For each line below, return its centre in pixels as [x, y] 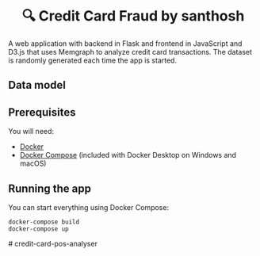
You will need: [31, 132]
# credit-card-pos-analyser [53, 243]
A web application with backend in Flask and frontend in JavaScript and [125, 43]
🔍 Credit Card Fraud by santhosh [133, 16]
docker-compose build [44, 222]
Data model [37, 85]
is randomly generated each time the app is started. [92, 60]
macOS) [33, 163]
